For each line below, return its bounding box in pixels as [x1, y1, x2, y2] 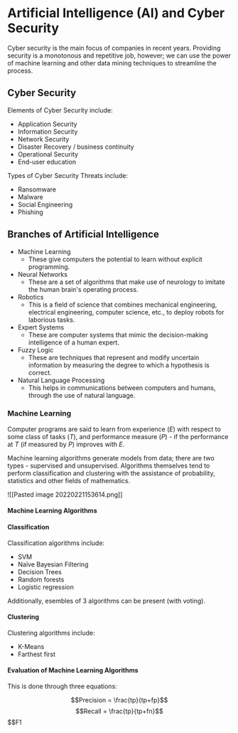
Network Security [17, 135, 70, 143]
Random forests [17, 575, 65, 584]
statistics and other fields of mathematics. [7, 476, 131, 485]
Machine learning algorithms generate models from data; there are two [7, 453, 215, 462]
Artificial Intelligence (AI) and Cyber [7, 5, 225, 21]
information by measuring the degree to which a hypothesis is [28, 361, 210, 369]
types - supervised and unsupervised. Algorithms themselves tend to [7, 461, 210, 470]
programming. [28, 262, 70, 271]
